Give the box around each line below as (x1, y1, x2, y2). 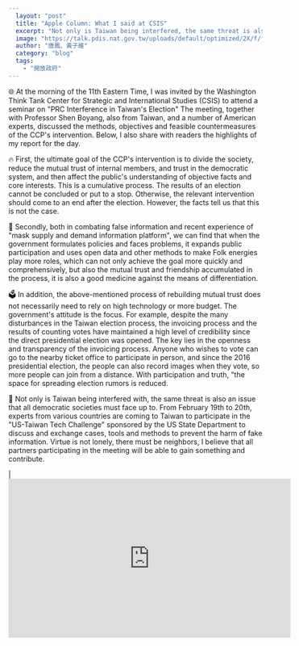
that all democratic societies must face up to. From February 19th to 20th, (8, 402, 252, 412)
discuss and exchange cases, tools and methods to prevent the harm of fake (8, 428, 263, 438)
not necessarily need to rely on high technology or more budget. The (8, 300, 238, 311)
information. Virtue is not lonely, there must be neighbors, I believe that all (8, 437, 254, 447)
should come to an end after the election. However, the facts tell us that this (8, 197, 260, 207)
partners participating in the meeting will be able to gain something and (8, 445, 246, 455)
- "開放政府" (23, 65, 62, 73)
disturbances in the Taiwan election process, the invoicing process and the (8, 318, 258, 328)
